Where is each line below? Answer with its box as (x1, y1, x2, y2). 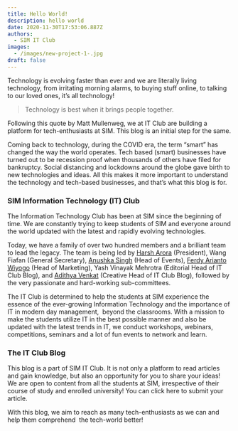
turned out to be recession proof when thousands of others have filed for (7, 155, 222, 164)
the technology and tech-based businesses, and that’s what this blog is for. (7, 178, 227, 186)
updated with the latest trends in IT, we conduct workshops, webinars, (7, 323, 213, 331)
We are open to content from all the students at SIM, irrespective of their (7, 379, 220, 388)
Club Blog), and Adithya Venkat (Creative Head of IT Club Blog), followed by (7, 271, 229, 280)
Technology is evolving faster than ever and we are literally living (7, 76, 198, 85)
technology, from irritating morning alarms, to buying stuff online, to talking (7, 83, 227, 92)
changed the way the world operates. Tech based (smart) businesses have (7, 147, 227, 156)
